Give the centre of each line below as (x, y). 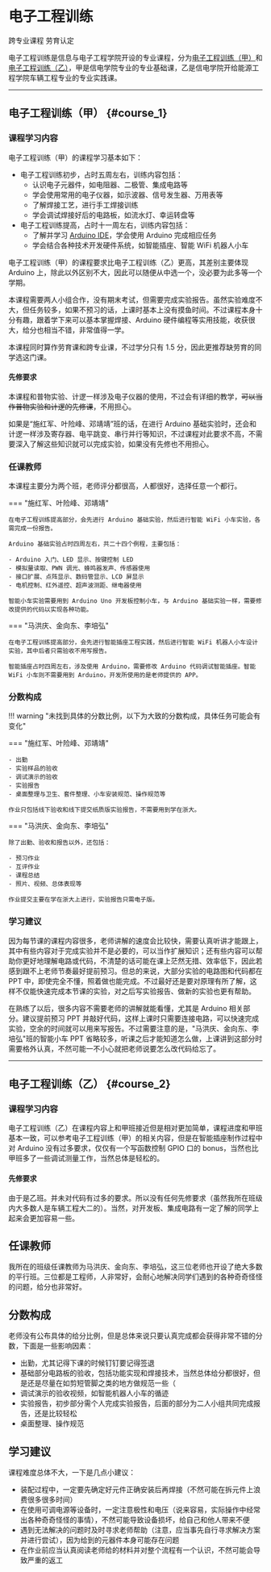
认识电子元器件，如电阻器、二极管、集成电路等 (110, 184)
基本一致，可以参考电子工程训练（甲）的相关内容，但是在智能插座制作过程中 (135, 1138)
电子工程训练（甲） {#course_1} (88, 113)
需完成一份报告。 (33, 529)
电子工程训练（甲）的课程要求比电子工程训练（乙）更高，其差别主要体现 (128, 262)
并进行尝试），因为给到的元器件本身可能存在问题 (100, 1540)
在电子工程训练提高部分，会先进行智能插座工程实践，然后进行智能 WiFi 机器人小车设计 (133, 642)
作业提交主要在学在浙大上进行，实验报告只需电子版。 (83, 900)
